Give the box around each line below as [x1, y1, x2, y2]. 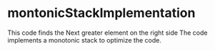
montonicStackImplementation [7, 5, 196, 21]
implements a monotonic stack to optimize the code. [7, 35, 162, 44]
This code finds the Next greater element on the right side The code [7, 28, 208, 37]
